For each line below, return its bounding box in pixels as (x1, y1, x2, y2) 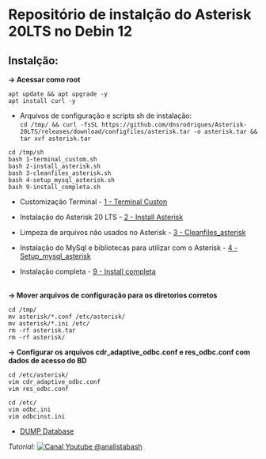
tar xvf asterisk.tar (19, 135, 91, 142)
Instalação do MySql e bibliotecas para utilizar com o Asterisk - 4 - (19, 243, 238, 252)
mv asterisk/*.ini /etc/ (8, 320, 90, 328)
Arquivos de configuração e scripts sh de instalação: (19, 111, 192, 120)
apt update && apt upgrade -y (8, 90, 108, 98)
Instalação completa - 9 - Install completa (19, 267, 156, 276)
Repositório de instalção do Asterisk (8, 6, 252, 24)
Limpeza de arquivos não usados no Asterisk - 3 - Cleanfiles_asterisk (19, 228, 246, 237)
